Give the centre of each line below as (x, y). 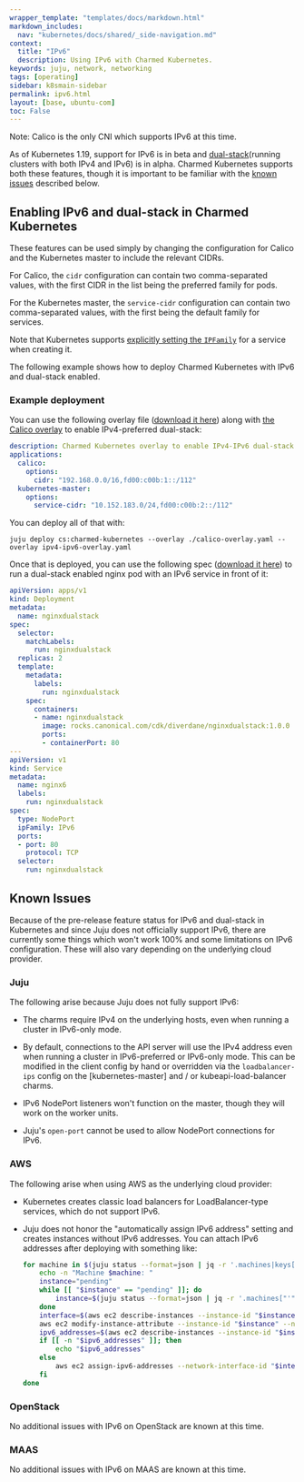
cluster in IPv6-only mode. (72, 1030)
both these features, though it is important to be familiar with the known (143, 174)
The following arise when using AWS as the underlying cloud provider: (141, 1184)
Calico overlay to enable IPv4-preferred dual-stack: (106, 429)
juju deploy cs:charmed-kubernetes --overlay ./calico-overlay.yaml (142, 539)
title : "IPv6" (44, 52)
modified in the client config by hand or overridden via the (131, 1066)
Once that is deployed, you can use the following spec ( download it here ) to (151, 564)
